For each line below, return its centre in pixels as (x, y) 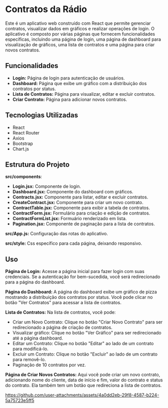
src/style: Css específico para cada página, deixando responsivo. (74, 243)
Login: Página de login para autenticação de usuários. (68, 78)
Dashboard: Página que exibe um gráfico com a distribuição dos (79, 83)
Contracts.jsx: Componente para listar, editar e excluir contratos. (80, 197)
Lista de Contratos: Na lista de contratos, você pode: (61, 312)
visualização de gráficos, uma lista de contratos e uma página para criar (80, 44)
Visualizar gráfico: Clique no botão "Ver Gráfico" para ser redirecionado (87, 333)
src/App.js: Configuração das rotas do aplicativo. (57, 234)
